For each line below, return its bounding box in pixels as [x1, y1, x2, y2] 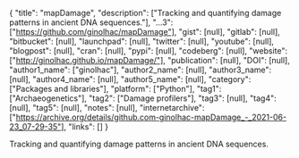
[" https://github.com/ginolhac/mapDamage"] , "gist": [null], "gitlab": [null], [9, 27, 280, 37]
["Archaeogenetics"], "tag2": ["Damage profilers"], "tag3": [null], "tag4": [9, 93, 277, 104]
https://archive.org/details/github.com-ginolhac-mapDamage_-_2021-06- [15, 112, 287, 122]
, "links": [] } [64, 121, 109, 132]
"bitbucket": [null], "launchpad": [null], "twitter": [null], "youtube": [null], [9, 36, 275, 46]
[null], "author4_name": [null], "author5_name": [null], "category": [9, 74, 252, 84]
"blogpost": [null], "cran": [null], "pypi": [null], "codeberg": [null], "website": [9, 46, 288, 56]
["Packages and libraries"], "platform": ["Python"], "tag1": [9, 84, 222, 94]
